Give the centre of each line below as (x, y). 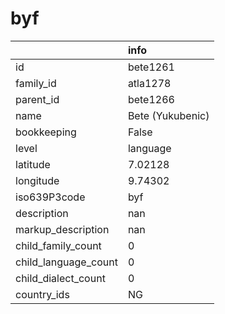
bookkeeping (46, 132)
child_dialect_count (60, 278)
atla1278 (149, 83)
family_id (36, 83)
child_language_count (66, 262)
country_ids (42, 294)
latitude (33, 164)
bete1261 (151, 67)
